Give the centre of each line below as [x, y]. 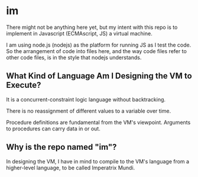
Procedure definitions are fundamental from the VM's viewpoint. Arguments [98, 122]
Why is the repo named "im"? [61, 147]
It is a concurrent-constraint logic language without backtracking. [86, 99]
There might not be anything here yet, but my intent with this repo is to [92, 27]
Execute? [24, 85]
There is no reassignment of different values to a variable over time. [89, 111]
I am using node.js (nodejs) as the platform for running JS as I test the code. [99, 45]
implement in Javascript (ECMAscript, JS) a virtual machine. [79, 33]
